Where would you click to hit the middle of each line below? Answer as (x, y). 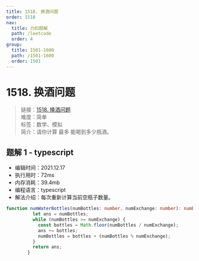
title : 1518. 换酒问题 (32, 12)
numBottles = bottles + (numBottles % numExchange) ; (104, 236)
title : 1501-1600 (33, 50)
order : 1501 (26, 61)
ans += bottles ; (58, 231)
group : (14, 45)
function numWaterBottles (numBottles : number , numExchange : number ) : (94, 209)
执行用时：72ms (34, 175)
